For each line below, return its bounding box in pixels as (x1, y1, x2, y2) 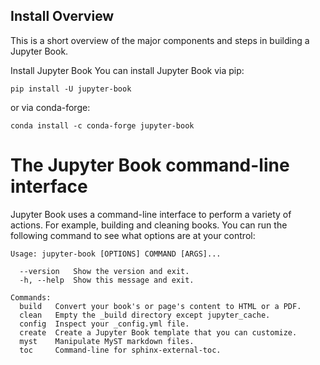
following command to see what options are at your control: (10, 229, 256, 241)
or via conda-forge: (10, 101, 91, 113)
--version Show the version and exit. (19, 266, 190, 276)
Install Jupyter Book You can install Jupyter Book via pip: (10, 64, 245, 76)
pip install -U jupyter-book (10, 84, 132, 94)
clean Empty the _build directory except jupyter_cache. (19, 310, 271, 320)
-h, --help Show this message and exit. (19, 275, 195, 285)
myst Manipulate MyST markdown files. (19, 336, 195, 346)
